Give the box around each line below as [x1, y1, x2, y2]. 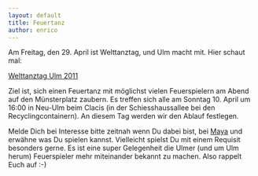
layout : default [8, 11, 61, 20]
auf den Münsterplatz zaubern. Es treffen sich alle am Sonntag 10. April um [8, 95, 251, 104]
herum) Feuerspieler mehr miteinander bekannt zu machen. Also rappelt [8, 152, 242, 161]
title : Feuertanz [8, 19, 65, 27]
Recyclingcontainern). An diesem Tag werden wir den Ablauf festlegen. [8, 112, 239, 121]
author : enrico [8, 26, 58, 34]
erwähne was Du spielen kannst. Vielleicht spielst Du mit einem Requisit [8, 135, 241, 145]
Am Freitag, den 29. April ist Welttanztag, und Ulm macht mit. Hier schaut [8, 48, 245, 57]
